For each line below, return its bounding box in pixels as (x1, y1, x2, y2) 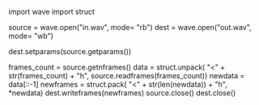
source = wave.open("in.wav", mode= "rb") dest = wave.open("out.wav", (8, 23, 253, 31)
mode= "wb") (8, 31, 54, 40)
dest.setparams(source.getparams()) (8, 47, 132, 56)
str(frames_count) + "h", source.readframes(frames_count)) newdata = (8, 71, 245, 80)
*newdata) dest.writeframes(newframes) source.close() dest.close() (8, 88, 236, 98)
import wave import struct (8, 7, 96, 16)
